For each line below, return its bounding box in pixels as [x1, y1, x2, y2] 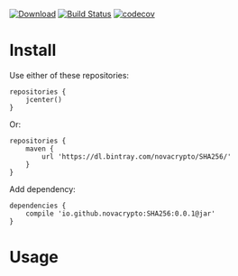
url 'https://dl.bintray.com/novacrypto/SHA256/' [41, 152, 232, 161]
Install [9, 41, 57, 60]
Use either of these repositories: [9, 69, 129, 80]
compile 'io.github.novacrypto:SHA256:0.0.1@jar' [25, 208, 216, 218]
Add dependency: [9, 183, 77, 194]
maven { [25, 144, 54, 153]
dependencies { [9, 201, 67, 210]
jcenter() [25, 95, 63, 104]
